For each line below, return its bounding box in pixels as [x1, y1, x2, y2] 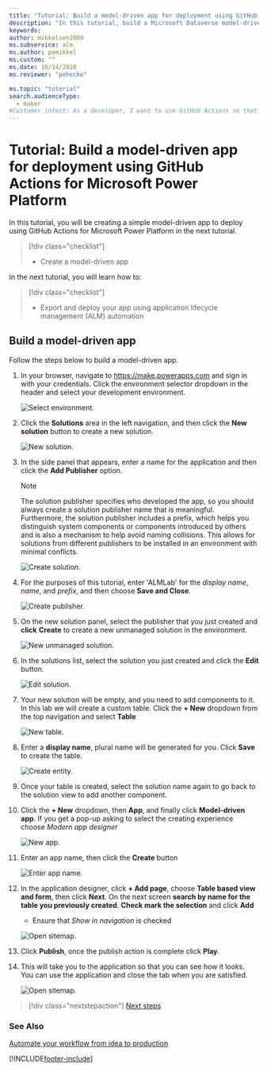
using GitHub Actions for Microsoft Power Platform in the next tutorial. [9, 227, 237, 236]
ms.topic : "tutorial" [9, 85, 81, 93]
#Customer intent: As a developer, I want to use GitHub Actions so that [9, 107, 258, 115]
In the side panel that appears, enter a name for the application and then [20, 457, 257, 467]
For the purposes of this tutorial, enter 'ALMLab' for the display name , [20, 577, 249, 587]
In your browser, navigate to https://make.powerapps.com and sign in [20, 370, 248, 380]
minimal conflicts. [20, 547, 78, 556]
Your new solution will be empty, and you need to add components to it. [20, 695, 255, 704]
